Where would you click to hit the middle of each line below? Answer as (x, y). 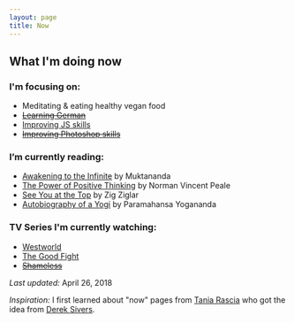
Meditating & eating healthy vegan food (94, 106)
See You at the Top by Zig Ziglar (80, 195)
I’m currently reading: (57, 158)
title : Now (29, 26)
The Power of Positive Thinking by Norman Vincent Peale (126, 186)
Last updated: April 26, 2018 (61, 282)
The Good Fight (50, 256)
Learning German (54, 115)
